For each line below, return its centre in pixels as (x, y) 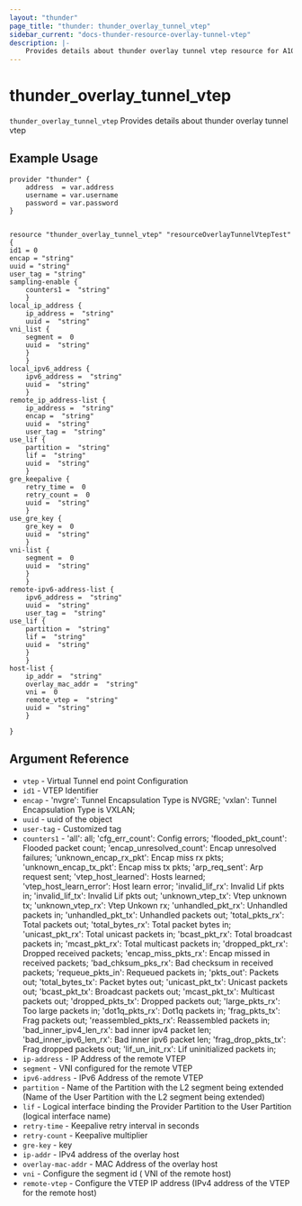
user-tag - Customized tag (72, 828)
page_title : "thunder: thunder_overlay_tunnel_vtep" (110, 26)
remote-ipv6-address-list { (62, 589)
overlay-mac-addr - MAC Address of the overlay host (120, 1164)
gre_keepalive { (40, 479)
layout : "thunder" (44, 18)
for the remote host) (59, 1192)
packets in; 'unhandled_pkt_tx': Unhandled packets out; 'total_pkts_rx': (153, 915)
